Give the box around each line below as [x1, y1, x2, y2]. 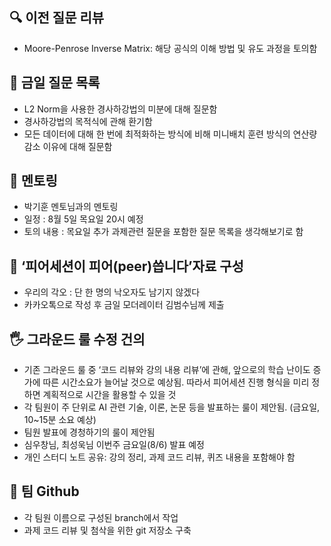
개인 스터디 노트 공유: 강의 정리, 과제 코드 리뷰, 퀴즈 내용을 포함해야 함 [23, 451, 296, 463]
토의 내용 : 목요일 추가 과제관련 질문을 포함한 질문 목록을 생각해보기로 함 [23, 226, 304, 238]
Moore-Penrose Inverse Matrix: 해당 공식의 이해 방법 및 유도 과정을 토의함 [23, 42, 318, 54]
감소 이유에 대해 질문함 [23, 140, 113, 152]
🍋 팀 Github [9, 483, 80, 500]
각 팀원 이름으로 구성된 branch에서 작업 [23, 511, 179, 523]
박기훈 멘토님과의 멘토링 [23, 201, 119, 213]
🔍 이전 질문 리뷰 [9, 9, 105, 27]
